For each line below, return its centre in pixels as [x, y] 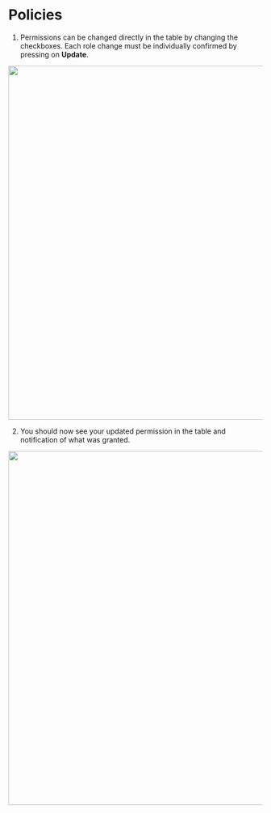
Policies [35, 15]
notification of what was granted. [75, 439]
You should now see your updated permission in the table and [123, 431]
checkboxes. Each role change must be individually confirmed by [129, 45]
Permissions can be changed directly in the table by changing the [129, 37]
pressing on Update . [54, 54]
